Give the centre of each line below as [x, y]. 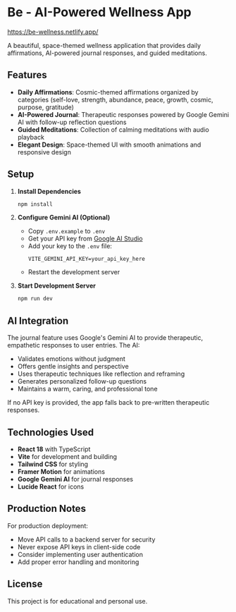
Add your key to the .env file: [70, 246]
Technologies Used [50, 432]
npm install [35, 204]
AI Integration [38, 320]
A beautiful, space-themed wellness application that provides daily [104, 45]
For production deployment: [48, 525]
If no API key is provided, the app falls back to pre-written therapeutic [108, 403]
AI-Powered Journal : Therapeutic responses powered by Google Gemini [123, 114]
